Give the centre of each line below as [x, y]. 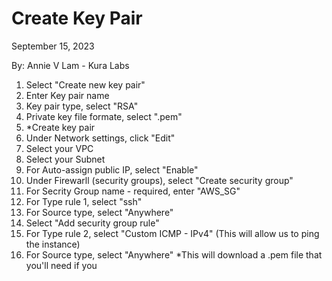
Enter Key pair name [67, 95]
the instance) [53, 244]
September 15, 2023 [53, 46]
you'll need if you [61, 265]
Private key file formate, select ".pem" [104, 116]
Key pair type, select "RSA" [82, 106]
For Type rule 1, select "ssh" [84, 201]
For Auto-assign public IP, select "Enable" [112, 169]
